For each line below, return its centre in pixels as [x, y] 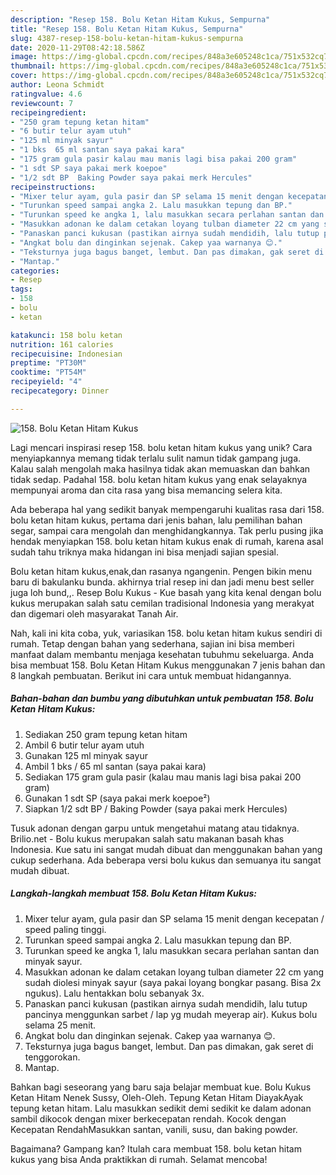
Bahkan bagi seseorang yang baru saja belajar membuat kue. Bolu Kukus [161, 1087]
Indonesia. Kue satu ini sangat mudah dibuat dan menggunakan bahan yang [166, 849]
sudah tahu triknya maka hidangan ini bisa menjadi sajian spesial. [144, 552]
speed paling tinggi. [65, 929]
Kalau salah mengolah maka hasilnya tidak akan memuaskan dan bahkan [160, 468]
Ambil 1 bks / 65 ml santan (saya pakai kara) [115, 766]
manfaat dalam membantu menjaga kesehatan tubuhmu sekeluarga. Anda [162, 654]
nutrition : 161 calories [62, 344]
